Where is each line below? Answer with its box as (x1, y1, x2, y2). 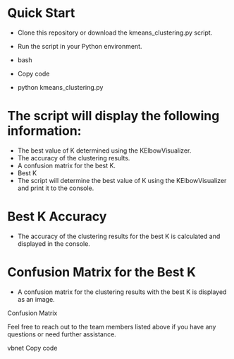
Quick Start (7, 5, 75, 21)
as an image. (17, 295, 55, 303)
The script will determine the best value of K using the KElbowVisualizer (17, 176, 227, 184)
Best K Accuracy (7, 208, 107, 225)
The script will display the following (7, 108, 220, 124)
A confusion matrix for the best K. (17, 161, 116, 170)
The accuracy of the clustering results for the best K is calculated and (17, 232, 221, 240)
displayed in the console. (17, 239, 90, 248)
